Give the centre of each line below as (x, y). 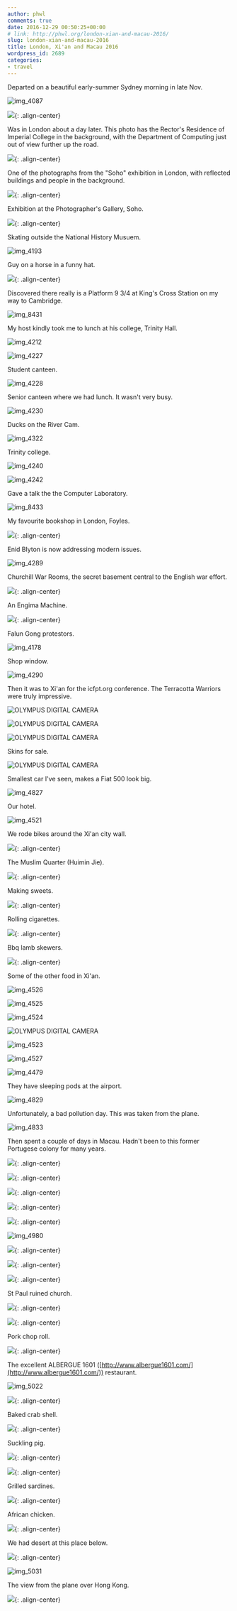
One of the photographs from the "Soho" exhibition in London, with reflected (119, 173)
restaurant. (121, 1372)
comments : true (30, 21)
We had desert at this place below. (58, 1543)
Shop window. (28, 661)
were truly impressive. (40, 696)
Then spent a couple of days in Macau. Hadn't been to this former (104, 1141)
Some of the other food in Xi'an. (54, 976)
